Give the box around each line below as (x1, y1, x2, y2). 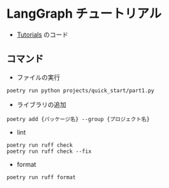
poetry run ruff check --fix (6, 148, 92, 155)
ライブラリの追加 (16, 100, 67, 108)
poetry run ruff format (6, 173, 76, 181)
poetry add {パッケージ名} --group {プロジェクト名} (6, 115, 150, 123)
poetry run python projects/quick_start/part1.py (6, 87, 155, 94)
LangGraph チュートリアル (6, 6, 162, 22)
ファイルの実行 (16, 73, 60, 81)
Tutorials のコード (16, 30, 69, 39)
